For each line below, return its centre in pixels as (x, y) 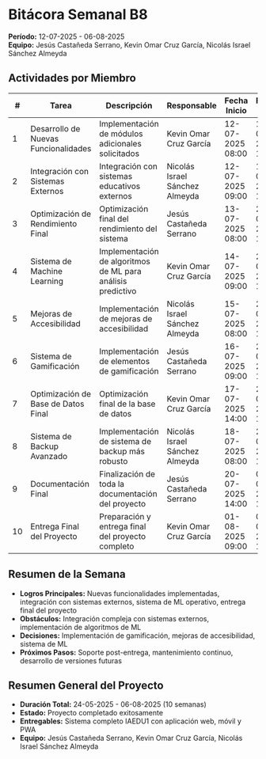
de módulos (121, 134)
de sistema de (125, 441)
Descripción (129, 105)
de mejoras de (125, 318)
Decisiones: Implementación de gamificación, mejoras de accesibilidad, (137, 636)
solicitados (119, 154)
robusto (113, 461)
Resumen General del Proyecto (86, 685)
